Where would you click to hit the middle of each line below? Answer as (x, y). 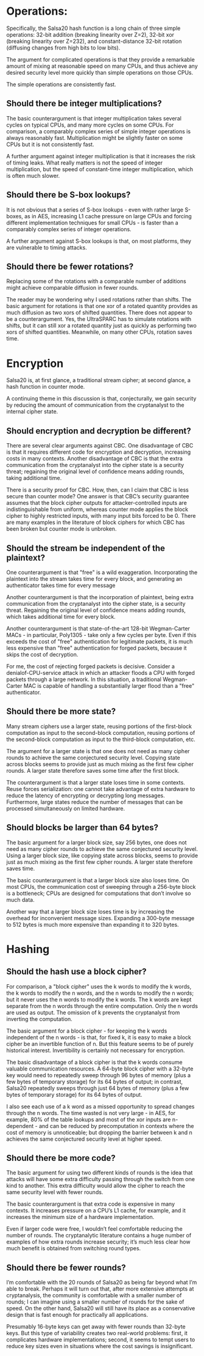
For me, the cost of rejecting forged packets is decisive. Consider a (91, 666)
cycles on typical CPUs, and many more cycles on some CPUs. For (90, 125)
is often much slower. (33, 175)
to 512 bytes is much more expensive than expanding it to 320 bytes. (93, 924)
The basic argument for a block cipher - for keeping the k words (87, 1031)
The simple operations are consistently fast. (62, 84)
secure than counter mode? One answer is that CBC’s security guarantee (98, 496)
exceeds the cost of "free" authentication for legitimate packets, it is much (100, 641)
